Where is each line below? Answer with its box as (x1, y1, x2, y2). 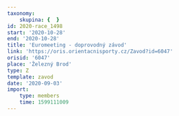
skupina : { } (19, 16, 60, 23)
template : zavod (7, 73, 53, 81)
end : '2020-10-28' (7, 35, 60, 42)
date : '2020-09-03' (7, 80, 63, 87)
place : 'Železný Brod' (7, 61, 72, 68)
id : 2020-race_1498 (7, 23, 63, 29)
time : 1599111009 (19, 99, 69, 106)
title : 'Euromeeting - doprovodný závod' (7, 42, 128, 48)
